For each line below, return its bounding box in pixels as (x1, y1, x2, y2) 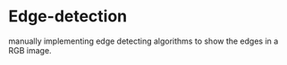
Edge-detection (8, 6, 128, 27)
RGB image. (8, 45, 52, 55)
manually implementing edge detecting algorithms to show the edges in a (8, 36, 279, 46)
